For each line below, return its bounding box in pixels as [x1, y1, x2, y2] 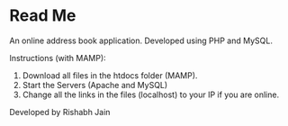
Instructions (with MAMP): [9, 52, 106, 63]
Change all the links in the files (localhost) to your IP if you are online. [22, 89, 280, 100]
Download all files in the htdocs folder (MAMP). [22, 69, 198, 81]
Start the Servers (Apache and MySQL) [22, 79, 168, 90]
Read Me [9, 5, 76, 26]
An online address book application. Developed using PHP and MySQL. [9, 35, 273, 46]
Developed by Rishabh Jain [9, 106, 111, 117]
